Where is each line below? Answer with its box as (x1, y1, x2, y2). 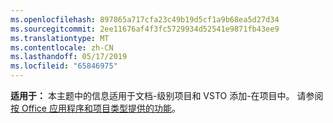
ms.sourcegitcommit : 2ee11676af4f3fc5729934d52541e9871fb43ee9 (10, 24, 280, 34)
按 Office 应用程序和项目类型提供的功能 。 (10, 102, 181, 114)
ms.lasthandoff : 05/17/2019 (10, 52, 128, 62)
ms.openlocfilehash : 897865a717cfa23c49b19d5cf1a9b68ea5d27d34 (10, 14, 280, 25)
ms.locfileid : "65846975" (10, 61, 118, 71)
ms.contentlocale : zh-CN (10, 42, 114, 53)
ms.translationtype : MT (10, 33, 110, 43)
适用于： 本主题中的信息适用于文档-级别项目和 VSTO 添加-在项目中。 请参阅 (10, 90, 324, 101)
